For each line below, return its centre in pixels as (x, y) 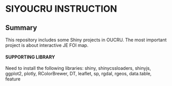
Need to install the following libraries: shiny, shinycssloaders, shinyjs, (78, 68)
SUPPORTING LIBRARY (30, 57)
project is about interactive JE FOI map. (47, 45)
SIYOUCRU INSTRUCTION (61, 9)
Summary (21, 28)
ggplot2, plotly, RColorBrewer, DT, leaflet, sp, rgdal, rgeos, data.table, (79, 74)
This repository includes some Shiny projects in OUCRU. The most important (86, 40)
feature (13, 79)
